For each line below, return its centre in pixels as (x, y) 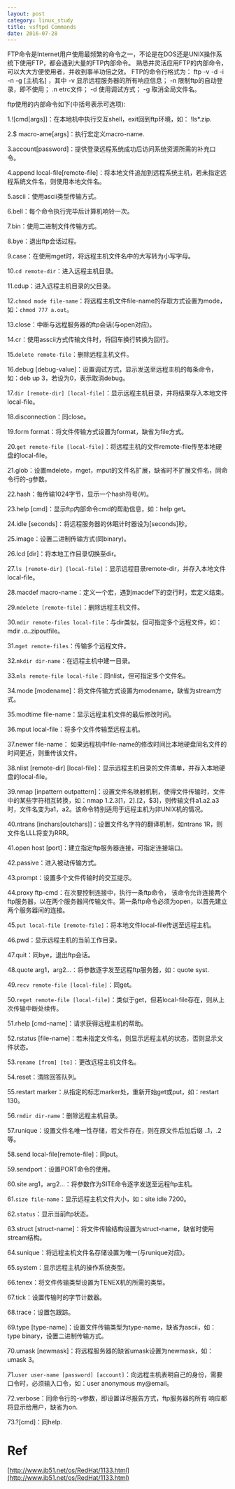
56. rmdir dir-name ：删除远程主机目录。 (64, 1116)
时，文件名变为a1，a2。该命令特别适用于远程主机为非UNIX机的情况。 (107, 809)
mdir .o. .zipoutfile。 (36, 631)
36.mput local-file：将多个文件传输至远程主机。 (76, 729)
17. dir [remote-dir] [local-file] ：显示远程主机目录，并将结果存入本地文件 (117, 393)
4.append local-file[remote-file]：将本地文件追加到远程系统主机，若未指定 (114, 173)
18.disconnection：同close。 (49, 417)
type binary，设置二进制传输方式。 (57, 1336)
